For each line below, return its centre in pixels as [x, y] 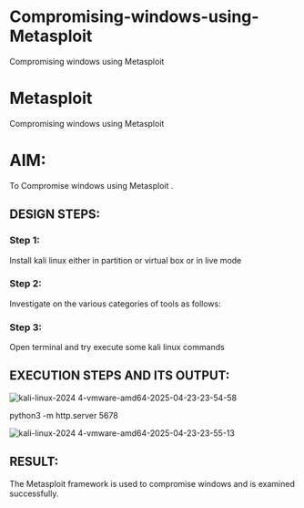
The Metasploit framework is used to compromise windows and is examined [152, 483]
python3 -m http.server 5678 [64, 415]
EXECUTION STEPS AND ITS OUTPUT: [120, 376]
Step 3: [26, 327]
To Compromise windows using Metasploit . [91, 185]
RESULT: [34, 462]
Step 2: [26, 284]
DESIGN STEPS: [55, 215]
